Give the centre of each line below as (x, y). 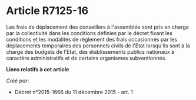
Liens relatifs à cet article (38, 69)
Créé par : (18, 81)
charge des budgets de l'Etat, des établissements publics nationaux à (90, 51)
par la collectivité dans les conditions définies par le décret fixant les (89, 33)
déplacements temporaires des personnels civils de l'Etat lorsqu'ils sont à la (98, 46)
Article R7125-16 (47, 11)
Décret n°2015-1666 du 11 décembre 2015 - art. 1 (74, 92)
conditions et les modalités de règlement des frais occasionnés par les (92, 39)
